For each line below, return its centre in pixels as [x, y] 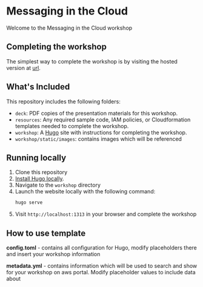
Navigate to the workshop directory [58, 185]
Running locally [36, 157]
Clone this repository [41, 172]
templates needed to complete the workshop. [72, 126]
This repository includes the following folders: [64, 102]
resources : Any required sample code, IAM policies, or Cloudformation [103, 120]
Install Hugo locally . [39, 179]
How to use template [46, 233]
